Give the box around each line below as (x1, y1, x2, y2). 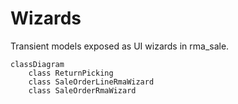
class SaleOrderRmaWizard (28, 85, 137, 96)
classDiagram (10, 59, 65, 69)
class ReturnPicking (28, 68, 114, 78)
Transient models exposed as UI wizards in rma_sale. (10, 40, 230, 52)
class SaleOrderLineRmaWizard (28, 77, 155, 87)
